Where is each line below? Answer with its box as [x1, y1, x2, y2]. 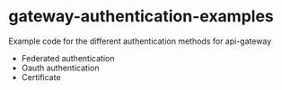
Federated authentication [21, 53, 115, 63]
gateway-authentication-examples [8, 6, 275, 27]
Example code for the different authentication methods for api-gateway [8, 36, 272, 46]
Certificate [21, 71, 61, 82]
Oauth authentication [21, 62, 100, 73]
